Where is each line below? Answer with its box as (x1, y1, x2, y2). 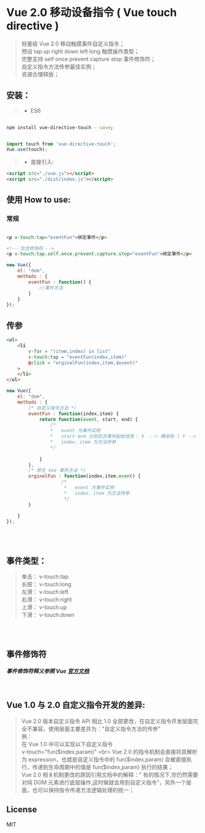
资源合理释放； (21, 70, 59, 78)
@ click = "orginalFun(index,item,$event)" (28, 359, 138, 366)
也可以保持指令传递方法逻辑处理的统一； (32, 786, 135, 793)
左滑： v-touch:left (21, 588, 69, 596)
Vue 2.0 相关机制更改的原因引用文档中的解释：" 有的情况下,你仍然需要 (21, 771, 199, 778)
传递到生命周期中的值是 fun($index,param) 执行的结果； (32, 763, 174, 771)
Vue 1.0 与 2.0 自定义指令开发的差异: (6, 700, 146, 711)
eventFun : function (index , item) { (28, 411, 119, 417)
